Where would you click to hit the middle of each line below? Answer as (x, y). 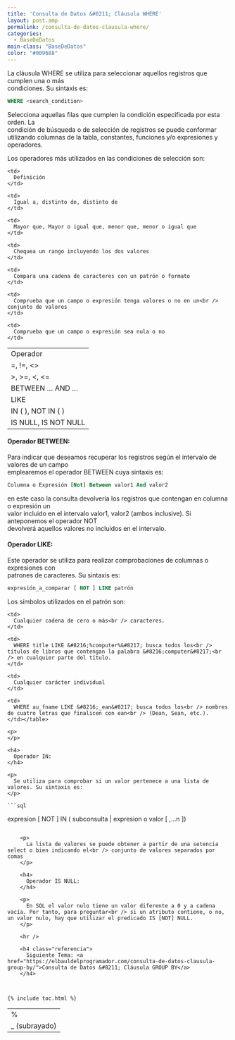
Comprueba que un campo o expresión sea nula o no (89, 331)
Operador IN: (33, 756)
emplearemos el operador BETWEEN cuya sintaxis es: (85, 472)
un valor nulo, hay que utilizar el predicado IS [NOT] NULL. (100, 918)
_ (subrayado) (34, 1025)
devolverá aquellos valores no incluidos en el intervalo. (87, 528)
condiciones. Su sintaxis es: (47, 88)
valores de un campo (38, 464)
